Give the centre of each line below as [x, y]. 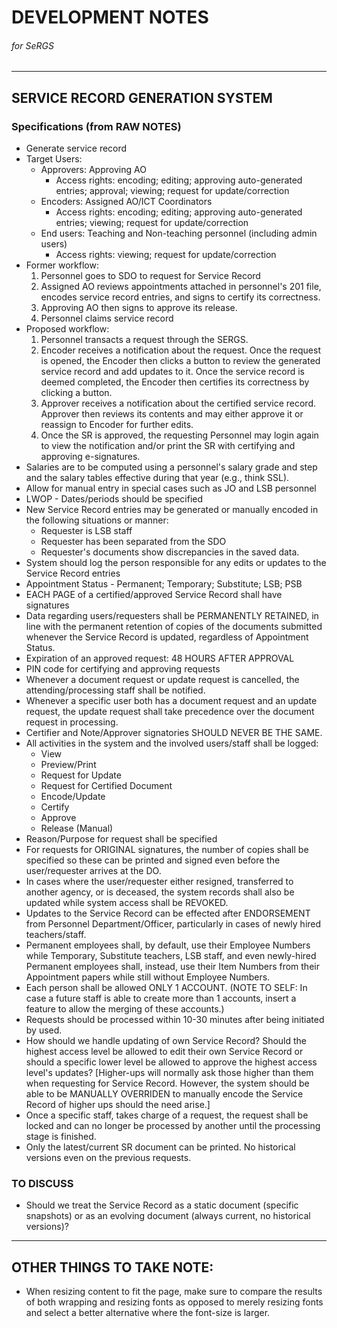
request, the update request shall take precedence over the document [170, 712]
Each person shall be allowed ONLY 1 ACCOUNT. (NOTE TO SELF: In [166, 988]
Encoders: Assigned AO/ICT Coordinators [126, 202]
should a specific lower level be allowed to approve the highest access [171, 1062]
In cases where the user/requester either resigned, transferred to [159, 882]
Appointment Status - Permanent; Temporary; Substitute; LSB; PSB [164, 584]
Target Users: [54, 159]
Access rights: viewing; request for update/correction [166, 255]
